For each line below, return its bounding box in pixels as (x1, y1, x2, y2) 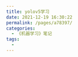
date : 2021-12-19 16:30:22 (6, 14, 73, 20)
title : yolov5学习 (6, 8, 50, 15)
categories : (6, 25, 35, 31)
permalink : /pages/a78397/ (6, 20, 73, 26)
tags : (6, 36, 19, 42)
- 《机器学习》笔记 (11, 31, 52, 37)
